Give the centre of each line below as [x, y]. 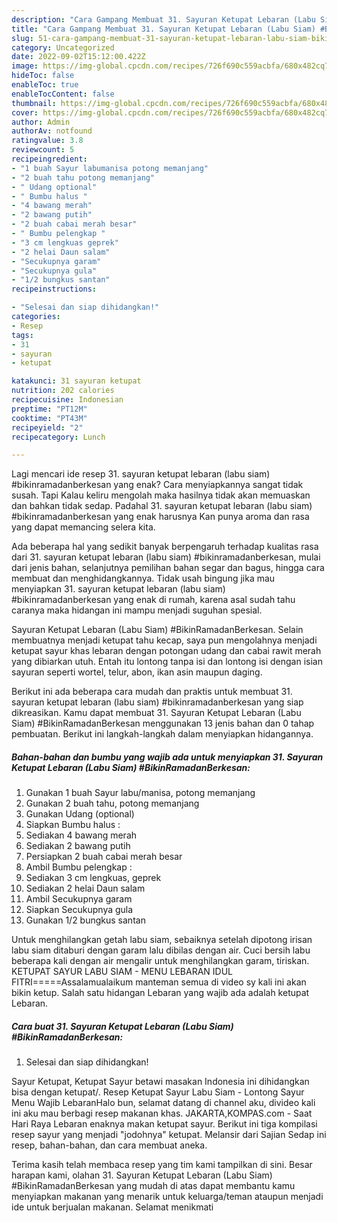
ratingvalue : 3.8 [47, 141]
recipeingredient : [49, 159]
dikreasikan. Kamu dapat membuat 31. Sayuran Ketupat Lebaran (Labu [156, 713]
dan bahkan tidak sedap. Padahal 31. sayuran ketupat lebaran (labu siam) [162, 506]
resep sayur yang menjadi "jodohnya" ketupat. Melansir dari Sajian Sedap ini [169, 1135]
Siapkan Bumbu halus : [73, 825]
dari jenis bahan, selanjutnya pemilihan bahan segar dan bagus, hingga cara [168, 568]
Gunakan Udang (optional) [80, 814]
